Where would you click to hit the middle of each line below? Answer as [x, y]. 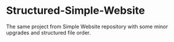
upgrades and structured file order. [48, 32]
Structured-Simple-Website [76, 11]
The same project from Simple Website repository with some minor [87, 26]
